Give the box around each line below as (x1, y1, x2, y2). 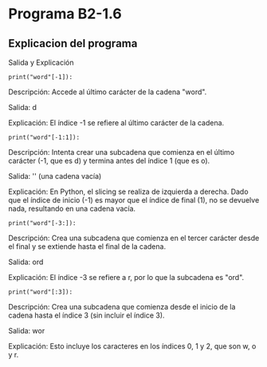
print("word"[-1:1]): (8, 133, 80, 141)
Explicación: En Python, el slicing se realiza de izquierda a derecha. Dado (8, 187, 249, 196)
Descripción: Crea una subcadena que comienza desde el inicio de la (8, 302, 236, 311)
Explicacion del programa (8, 37, 138, 50)
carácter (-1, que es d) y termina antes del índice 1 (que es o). (8, 156, 210, 165)
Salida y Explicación (8, 57, 74, 67)
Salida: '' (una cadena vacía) (8, 172, 102, 180)
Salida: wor (8, 326, 45, 335)
